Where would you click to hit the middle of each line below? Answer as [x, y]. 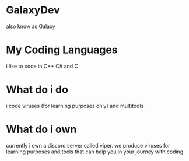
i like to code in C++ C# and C [42, 66]
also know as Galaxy [31, 26]
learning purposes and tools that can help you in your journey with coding [95, 152]
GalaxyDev [33, 10]
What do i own [41, 129]
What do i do [37, 90]
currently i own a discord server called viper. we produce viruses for [88, 145]
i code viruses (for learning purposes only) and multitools [75, 106]
